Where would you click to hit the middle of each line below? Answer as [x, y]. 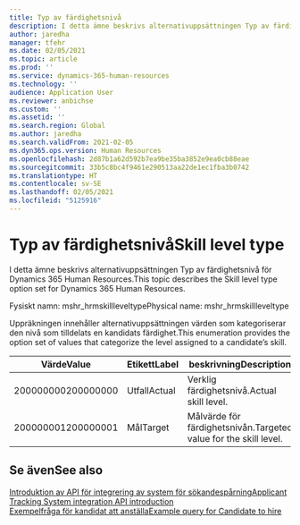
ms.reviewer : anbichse [51, 101]
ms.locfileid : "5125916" [55, 201]
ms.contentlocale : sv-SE [55, 184]
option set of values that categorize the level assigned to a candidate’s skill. [148, 342]
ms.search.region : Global [57, 126]
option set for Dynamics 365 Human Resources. [97, 288]
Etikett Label [152, 364]
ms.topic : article [43, 59]
